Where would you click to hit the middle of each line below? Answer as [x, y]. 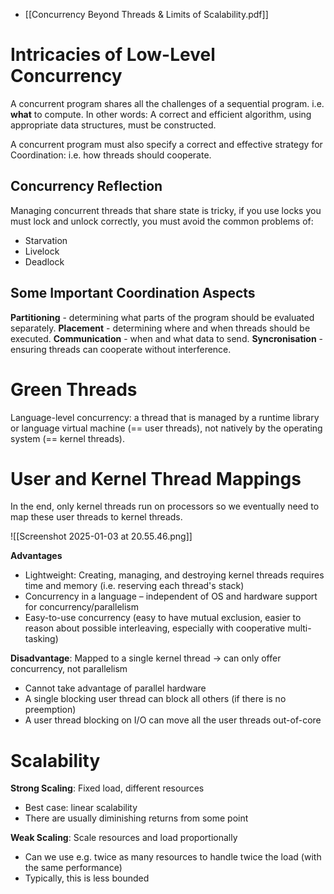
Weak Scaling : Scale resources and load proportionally [124, 838]
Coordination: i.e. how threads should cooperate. [111, 155]
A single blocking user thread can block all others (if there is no [155, 699]
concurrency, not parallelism [69, 669]
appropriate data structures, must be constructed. [113, 125]
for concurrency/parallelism [81, 607]
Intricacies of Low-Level [113, 55]
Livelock [42, 251]
